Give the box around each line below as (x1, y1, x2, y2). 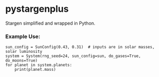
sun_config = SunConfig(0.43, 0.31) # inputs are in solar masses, (5, 45, 155, 50)
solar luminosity (5, 49, 43, 54)
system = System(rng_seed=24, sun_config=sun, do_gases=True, (5, 53, 141, 59)
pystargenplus (5, 3, 69, 15)
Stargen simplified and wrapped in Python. (5, 20, 96, 26)
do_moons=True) (5, 58, 38, 63)
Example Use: (5, 33, 41, 40)
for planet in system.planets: (5, 63, 72, 68)
